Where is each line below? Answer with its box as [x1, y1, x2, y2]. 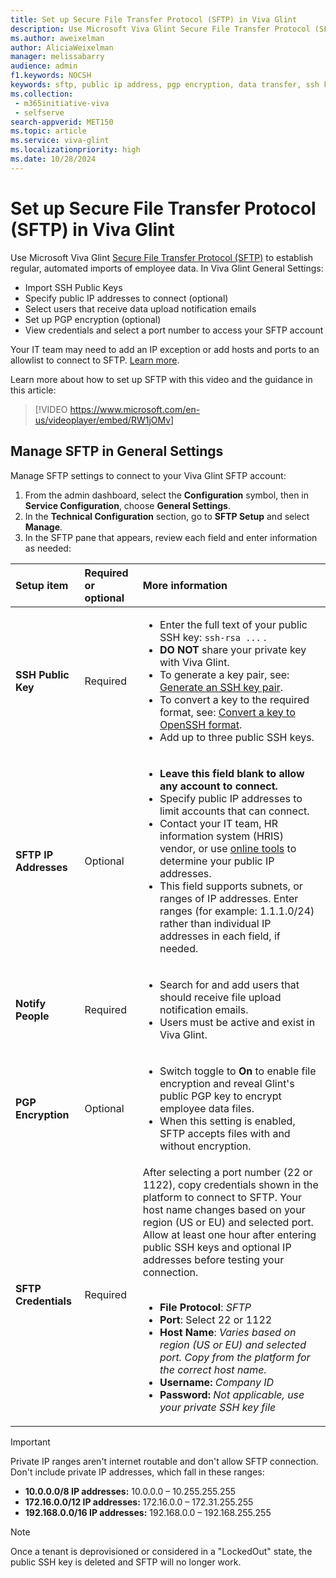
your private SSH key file [159, 1400, 277, 1414]
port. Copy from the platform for [159, 1350, 311, 1364]
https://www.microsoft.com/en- [69, 403, 201, 415]
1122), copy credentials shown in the [142, 1177, 319, 1191]
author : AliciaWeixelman [10, 42, 114, 53]
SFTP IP [15, 847, 54, 861]
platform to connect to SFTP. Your [142, 1190, 303, 1204]
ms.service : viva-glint [10, 136, 110, 146]
